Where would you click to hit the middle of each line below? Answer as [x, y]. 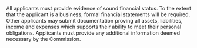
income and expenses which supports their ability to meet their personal [94, 27]
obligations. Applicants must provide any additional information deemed [93, 33]
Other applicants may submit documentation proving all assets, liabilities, [94, 21]
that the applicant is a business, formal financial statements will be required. [98, 14]
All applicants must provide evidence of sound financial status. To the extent [99, 8]
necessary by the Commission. [44, 39]
